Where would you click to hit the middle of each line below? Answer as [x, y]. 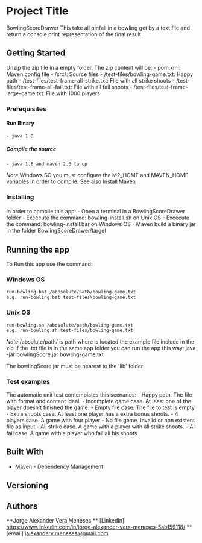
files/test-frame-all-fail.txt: [39, 87]
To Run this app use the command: [49, 264]
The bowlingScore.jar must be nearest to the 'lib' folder [75, 366]
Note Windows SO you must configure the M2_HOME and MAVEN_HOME [97, 175]
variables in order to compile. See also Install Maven [71, 181]
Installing [20, 197]
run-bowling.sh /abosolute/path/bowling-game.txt [70, 325]
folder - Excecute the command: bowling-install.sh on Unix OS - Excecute [98, 218]
